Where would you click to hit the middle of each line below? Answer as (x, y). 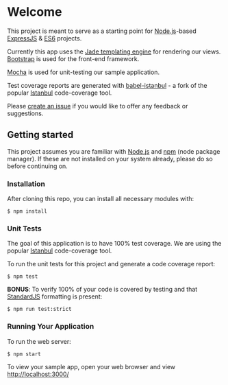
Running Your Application (51, 327)
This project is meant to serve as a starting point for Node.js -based (102, 31)
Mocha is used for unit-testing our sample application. (83, 72)
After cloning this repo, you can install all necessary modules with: (101, 199)
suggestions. (25, 113)
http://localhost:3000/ (38, 374)
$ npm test (23, 277)
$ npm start (24, 354)
